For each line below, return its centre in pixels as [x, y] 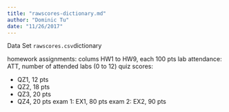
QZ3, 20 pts [34, 94]
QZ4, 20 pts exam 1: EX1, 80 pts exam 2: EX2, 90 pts [92, 102]
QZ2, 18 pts [33, 87]
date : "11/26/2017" [35, 26]
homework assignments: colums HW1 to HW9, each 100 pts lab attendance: [114, 59]
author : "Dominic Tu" [38, 20]
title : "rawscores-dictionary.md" [57, 13]
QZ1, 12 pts [33, 80]
